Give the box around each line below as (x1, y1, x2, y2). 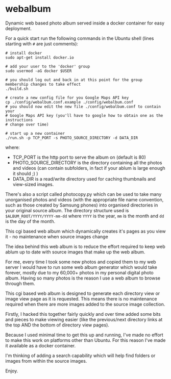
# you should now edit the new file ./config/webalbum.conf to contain (5, 104, 161, 109)
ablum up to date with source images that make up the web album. (5, 248, 145, 255)
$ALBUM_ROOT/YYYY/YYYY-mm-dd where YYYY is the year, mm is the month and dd (5, 213, 164, 219)
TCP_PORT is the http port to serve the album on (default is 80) (12, 154, 146, 160)
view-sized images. (12, 181, 54, 187)
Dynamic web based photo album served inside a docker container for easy (5, 20, 165, 26)
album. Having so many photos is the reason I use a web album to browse (5, 275, 161, 281)
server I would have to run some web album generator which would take (5, 264, 157, 270)
